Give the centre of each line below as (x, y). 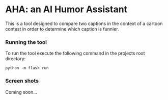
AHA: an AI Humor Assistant (66, 9)
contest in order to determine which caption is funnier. (62, 29)
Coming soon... (21, 92)
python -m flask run (27, 68)
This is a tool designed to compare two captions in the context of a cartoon (84, 23)
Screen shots (22, 81)
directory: (16, 59)
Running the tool (26, 42)
